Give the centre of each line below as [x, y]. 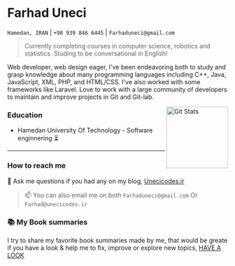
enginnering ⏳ [38, 138]
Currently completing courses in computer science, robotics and [117, 46]
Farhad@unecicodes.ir [56, 204]
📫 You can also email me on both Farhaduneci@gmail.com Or [111, 195]
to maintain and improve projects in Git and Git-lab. [80, 97]
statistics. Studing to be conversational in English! [96, 53]
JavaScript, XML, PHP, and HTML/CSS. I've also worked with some [104, 81]
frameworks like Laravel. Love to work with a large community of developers [117, 89]
